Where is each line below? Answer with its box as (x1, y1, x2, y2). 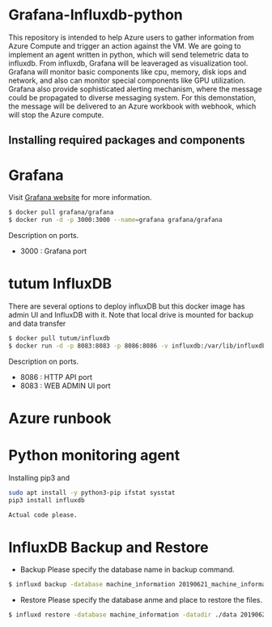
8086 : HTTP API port (19, 372, 93, 382)
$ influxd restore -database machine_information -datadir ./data (8, 611, 237, 619)
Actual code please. (8, 510, 79, 519)
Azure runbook (8, 409, 112, 427)
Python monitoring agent (8, 446, 181, 465)
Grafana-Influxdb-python (8, 6, 184, 24)
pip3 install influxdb (8, 496, 85, 504)
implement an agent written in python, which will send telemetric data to (8, 49, 249, 59)
